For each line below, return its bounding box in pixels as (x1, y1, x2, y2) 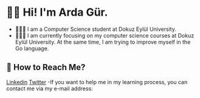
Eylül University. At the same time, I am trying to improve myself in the (15, 38, 191, 45)
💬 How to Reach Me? (6, 62, 86, 73)
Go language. (15, 45, 49, 52)
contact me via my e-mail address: (6, 85, 93, 92)
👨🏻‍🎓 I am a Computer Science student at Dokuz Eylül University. (15, 25, 176, 33)
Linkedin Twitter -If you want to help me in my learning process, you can (6, 78, 188, 85)
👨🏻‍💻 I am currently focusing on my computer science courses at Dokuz (15, 31, 195, 39)
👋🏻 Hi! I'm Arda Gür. (6, 5, 108, 19)
